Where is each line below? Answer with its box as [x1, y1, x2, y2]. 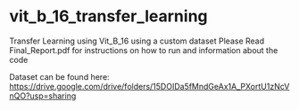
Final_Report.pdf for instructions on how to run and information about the [9, 44, 278, 55]
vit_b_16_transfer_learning [9, 6, 208, 27]
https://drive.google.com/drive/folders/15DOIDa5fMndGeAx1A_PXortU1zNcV [9, 81, 290, 91]
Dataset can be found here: [9, 71, 110, 82]
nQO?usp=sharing [9, 90, 77, 101]
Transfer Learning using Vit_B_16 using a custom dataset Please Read [9, 35, 265, 46]
